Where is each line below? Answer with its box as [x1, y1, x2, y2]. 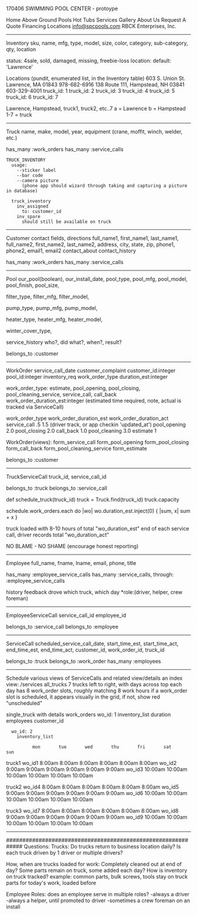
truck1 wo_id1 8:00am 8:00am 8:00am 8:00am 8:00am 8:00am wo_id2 [6, 760, 177, 766]
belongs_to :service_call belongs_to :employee [6, 623, 118, 630]
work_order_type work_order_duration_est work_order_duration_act [6, 415, 169, 422]
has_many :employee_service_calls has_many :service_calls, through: [6, 571, 174, 578]
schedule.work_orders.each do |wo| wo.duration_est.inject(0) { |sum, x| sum [6, 507, 191, 514]
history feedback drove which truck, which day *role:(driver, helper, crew [6, 589, 183, 596]
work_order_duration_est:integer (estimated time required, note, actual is [6, 397, 182, 404]
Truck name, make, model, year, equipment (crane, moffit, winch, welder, [6, 128, 183, 135]
